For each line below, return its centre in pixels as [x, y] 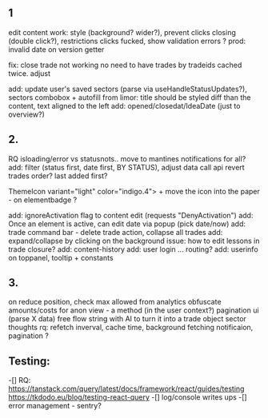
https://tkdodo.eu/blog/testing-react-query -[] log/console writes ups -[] [128, 397]
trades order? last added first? [58, 176]
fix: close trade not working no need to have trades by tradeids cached [125, 65]
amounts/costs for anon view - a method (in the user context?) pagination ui [134, 310]
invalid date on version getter [56, 49]
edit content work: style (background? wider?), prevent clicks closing [122, 32]
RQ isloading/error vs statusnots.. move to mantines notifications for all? [127, 158]
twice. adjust [29, 73]
